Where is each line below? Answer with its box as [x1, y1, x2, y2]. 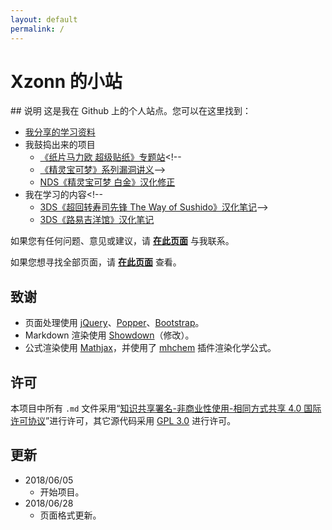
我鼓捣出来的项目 [24, 139, 96, 151]
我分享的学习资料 [24, 126, 96, 138]
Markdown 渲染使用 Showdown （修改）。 [24, 329, 195, 341]
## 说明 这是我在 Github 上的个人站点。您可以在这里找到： [10, 105, 252, 117]
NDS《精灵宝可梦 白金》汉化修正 [39, 176, 176, 188]
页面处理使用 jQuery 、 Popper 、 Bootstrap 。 [24, 317, 205, 329]
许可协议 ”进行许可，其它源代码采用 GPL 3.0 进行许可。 [10, 415, 237, 427]
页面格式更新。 [39, 509, 102, 521]
